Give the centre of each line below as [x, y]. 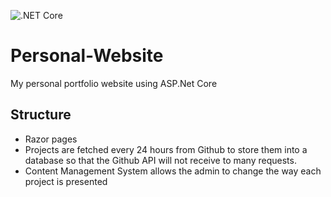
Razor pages [51, 139]
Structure [41, 115]
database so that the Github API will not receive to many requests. [160, 160]
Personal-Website [87, 56]
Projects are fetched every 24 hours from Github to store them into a [166, 149]
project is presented [66, 181]
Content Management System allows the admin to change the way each [173, 171]
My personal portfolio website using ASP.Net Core [114, 83]
